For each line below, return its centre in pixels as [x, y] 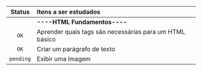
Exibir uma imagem [64, 59]
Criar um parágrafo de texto [76, 49]
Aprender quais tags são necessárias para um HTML [111, 32]
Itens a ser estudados [69, 12]
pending [20, 59]
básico [46, 39]
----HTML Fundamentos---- [82, 22]
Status [20, 12]
